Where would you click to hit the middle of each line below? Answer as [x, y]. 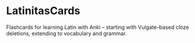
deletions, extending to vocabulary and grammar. [66, 33]
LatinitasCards [43, 11]
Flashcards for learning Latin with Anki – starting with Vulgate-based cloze [97, 27]
